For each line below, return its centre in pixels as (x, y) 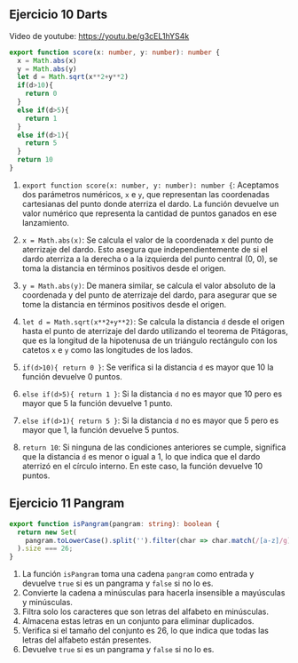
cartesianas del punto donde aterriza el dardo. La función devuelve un (150, 204)
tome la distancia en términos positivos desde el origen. (124, 304)
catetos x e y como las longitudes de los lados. (107, 349)
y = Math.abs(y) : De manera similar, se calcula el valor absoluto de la (149, 285)
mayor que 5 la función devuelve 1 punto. (97, 403)
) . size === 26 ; (45, 549)
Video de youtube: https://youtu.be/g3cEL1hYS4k (99, 36)
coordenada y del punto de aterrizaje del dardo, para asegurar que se (149, 295)
